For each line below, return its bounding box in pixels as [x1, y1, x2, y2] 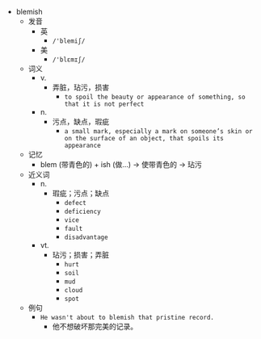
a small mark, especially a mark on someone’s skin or [64, 128, 253, 136]
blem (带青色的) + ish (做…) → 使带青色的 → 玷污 [40, 160, 202, 169]
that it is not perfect [64, 100, 145, 108]
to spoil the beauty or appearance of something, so [64, 93, 246, 101]
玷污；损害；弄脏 [52, 250, 110, 259]
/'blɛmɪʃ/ [52, 56, 86, 64]
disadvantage [64, 233, 108, 241]
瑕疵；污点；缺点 [52, 189, 110, 198]
